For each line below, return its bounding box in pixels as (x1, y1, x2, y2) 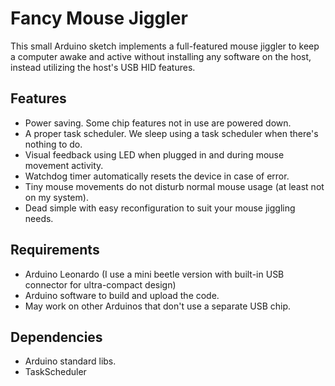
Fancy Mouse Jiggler (10, 7, 188, 30)
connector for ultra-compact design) (24, 278, 177, 291)
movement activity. (24, 159, 104, 171)
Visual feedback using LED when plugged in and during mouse (24, 148, 285, 161)
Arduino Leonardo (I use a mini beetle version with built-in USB (24, 268, 285, 280)
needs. (24, 212, 54, 224)
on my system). (24, 191, 89, 203)
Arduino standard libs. (24, 355, 117, 367)
